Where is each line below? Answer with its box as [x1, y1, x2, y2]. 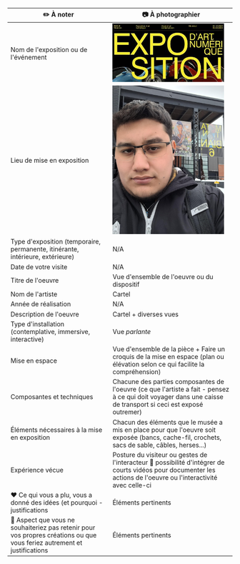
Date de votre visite [10, 262, 68, 271]
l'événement [10, 53, 47, 61]
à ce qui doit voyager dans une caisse [112, 393, 224, 401]
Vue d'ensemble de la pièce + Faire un [112, 345, 226, 353]
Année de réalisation [10, 300, 71, 308]
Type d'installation [10, 319, 65, 328]
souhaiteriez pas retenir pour [10, 523, 96, 532]
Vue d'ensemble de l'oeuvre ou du [112, 272, 214, 281]
